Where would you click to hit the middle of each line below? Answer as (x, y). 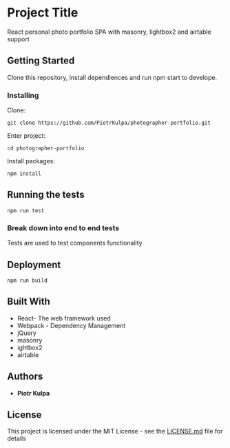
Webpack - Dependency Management (71, 325)
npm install (24, 174)
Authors (25, 377)
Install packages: (31, 161)
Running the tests (46, 195)
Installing (23, 95)
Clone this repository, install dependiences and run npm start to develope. (112, 77)
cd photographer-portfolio (46, 149)
